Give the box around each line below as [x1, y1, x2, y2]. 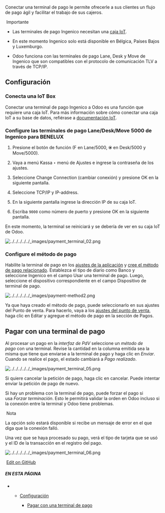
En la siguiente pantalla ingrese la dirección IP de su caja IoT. [12, 199, 137, 205]
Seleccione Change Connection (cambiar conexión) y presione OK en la [12, 174, 159, 180]
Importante [6, 19, 29, 25]
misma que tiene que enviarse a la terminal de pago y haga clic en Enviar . [5, 351, 156, 357]
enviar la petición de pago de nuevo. [5, 381, 80, 387]
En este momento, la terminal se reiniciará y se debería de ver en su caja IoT [5, 223, 161, 229]
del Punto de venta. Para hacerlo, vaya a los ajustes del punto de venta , [5, 307, 151, 314]
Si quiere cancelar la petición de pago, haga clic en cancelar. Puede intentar [5, 375, 160, 381]
